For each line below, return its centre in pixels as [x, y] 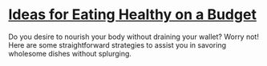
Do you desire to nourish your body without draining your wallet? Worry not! [133, 37]
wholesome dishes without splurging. [70, 53]
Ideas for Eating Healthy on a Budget [132, 15]
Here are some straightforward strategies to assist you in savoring [117, 45]
